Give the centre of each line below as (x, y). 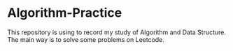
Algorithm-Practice (65, 13)
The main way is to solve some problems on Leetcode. (86, 39)
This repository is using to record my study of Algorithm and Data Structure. (116, 32)
